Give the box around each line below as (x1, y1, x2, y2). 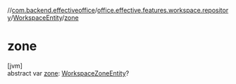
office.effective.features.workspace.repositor (97, 6, 229, 14)
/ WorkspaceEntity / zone (10, 13, 79, 22)
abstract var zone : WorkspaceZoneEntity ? (7, 68, 130, 77)
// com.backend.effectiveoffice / (7, 6, 98, 14)
